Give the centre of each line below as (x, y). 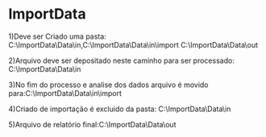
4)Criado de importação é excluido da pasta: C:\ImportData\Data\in (120, 109)
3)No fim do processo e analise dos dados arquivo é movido (108, 85)
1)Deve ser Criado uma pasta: (57, 36)
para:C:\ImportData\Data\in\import (65, 93)
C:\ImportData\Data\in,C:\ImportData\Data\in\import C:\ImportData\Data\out (133, 44)
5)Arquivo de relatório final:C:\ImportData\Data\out (92, 124)
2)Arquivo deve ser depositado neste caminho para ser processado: (122, 60)
